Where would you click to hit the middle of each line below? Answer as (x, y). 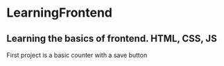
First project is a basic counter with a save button (77, 55)
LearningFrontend (59, 13)
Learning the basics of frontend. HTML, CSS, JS (112, 39)
